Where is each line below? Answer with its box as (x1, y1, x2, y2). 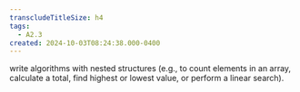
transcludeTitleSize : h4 (9, 13, 104, 23)
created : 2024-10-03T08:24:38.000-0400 (9, 38, 161, 48)
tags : (9, 22, 30, 31)
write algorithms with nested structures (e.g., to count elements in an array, (9, 63, 292, 74)
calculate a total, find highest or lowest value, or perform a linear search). (9, 73, 285, 84)
